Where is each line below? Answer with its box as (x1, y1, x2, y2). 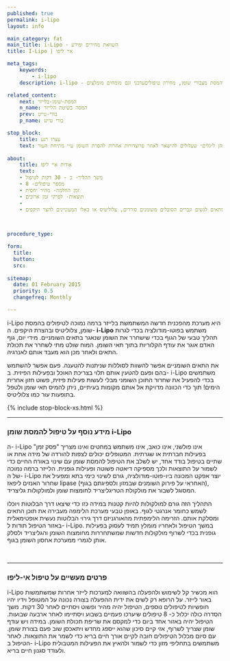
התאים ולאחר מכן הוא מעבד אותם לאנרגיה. (7, 347, 118, 356)
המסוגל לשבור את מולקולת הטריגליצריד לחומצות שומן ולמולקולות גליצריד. (7, 486, 196, 495)
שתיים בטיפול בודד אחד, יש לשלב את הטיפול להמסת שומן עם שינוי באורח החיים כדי (7, 457, 222, 466)
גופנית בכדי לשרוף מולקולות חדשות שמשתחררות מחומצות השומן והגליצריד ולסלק (7, 529, 216, 537)
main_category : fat (7, 35, 63, 42)
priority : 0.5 (13, 288, 53, 295)
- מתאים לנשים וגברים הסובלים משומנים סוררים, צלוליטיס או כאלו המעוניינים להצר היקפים (19, 206, 225, 213)
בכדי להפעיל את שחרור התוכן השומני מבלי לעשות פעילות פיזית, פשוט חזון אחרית (7, 375, 214, 384)
